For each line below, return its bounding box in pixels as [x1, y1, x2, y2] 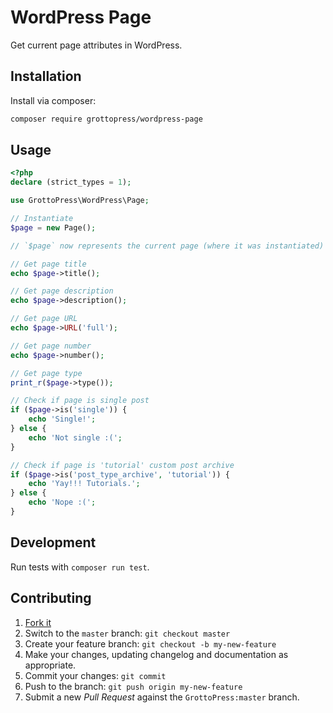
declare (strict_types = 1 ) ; [10, 177, 132, 188]
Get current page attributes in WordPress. [10, 39, 183, 51]
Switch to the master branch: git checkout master [24, 627, 231, 639]
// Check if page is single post [10, 396, 150, 406]
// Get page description [10, 286, 114, 296]
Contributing [10, 590, 92, 607]
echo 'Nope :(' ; [28, 497, 97, 508]
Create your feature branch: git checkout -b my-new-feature [24, 637, 277, 650]
